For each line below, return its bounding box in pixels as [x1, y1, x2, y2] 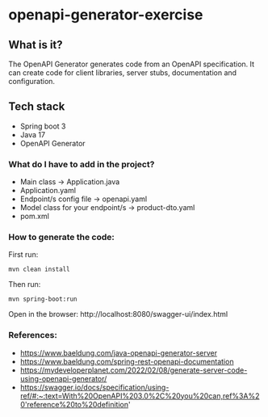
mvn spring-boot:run [8, 295, 78, 304]
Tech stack [8, 99, 65, 114]
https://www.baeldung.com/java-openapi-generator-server [19, 347, 218, 357]
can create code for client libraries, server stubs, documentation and [8, 68, 237, 78]
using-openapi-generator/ [19, 373, 107, 383]
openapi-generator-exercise [8, 6, 203, 24]
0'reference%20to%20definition [19, 399, 129, 409]
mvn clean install [8, 265, 70, 274]
